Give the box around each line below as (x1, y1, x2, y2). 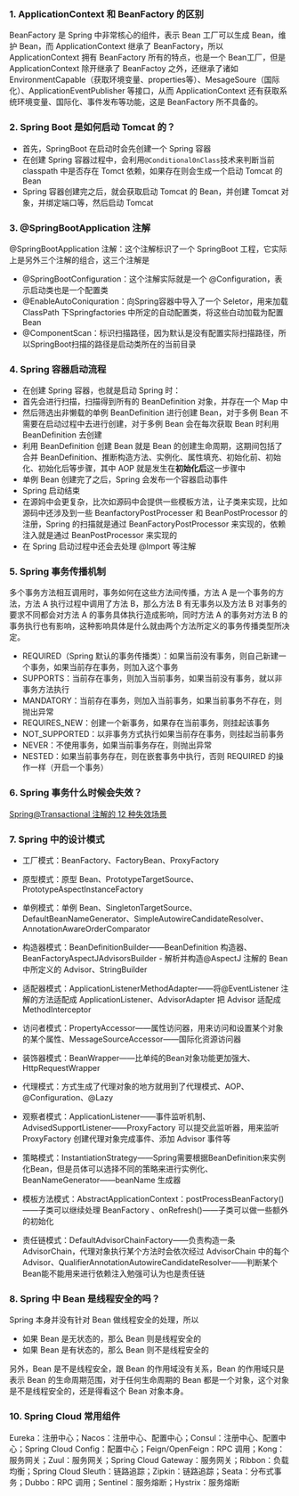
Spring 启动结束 (21, 486, 80, 496)
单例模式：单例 (21, 903, 77, 913)
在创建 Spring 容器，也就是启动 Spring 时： (21, 385, 181, 396)
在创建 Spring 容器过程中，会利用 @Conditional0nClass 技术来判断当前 (21, 154, 275, 165)
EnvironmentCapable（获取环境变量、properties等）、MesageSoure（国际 (9, 74, 280, 86)
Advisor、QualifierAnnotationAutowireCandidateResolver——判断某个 (21, 1257, 279, 1268)
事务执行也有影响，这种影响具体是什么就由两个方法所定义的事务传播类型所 (9, 621, 282, 632)
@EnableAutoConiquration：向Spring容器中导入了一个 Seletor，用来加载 (21, 296, 289, 307)
